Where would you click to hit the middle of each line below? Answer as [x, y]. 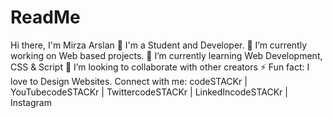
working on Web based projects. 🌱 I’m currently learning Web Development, [166, 55]
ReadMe [45, 17]
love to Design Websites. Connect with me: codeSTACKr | [129, 81]
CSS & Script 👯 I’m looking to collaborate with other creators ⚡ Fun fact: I [160, 67]
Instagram [31, 102]
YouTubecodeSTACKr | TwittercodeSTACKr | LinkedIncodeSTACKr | [149, 92]
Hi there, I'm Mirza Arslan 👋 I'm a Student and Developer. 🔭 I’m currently [159, 45]
